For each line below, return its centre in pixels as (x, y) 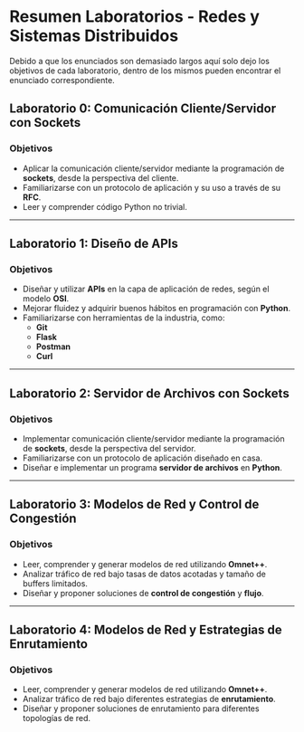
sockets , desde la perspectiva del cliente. (100, 177)
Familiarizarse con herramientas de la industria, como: (123, 318)
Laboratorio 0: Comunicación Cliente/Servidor (143, 109)
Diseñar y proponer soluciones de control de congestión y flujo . (143, 593)
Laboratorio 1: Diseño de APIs (94, 244)
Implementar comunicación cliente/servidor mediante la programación (153, 439)
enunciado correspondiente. (62, 80)
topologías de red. (57, 718)
